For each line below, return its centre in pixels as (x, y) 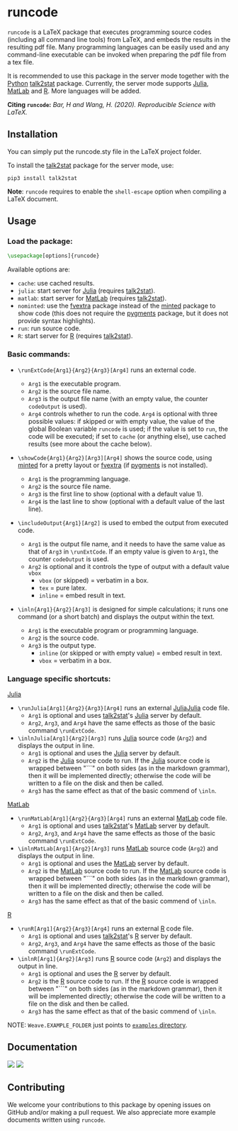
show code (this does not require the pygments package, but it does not (123, 313)
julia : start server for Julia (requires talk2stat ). (86, 291)
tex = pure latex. (63, 587)
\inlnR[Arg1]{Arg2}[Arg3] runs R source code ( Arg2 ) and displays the (119, 958)
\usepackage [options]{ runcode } (53, 256)
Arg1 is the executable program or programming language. (113, 630)
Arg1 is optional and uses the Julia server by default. (104, 753)
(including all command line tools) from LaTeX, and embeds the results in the (119, 39)
